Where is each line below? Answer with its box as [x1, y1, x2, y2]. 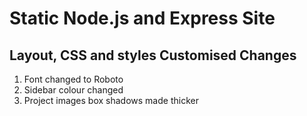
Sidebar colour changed [23, 84, 124, 96]
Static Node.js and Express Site [9, 7, 276, 30]
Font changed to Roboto [23, 73, 124, 85]
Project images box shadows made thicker [23, 95, 199, 106]
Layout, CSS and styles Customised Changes [9, 47, 297, 64]
